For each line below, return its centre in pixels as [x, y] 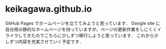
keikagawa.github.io [49, 9]
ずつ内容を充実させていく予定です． [46, 41]
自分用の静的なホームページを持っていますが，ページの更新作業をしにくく [81, 29]
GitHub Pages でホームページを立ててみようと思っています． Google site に [83, 23]
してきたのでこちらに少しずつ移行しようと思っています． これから [86, 35]
